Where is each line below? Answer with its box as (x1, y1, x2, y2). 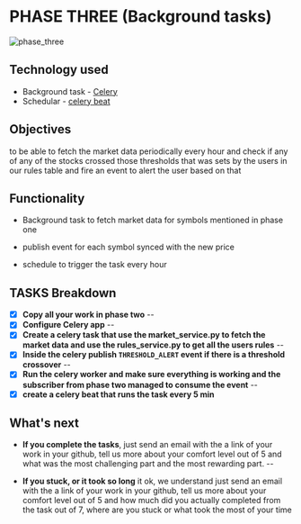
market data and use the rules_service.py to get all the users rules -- (22, 339, 285, 350)
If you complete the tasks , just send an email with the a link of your (22, 439, 273, 450)
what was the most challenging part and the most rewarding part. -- (22, 458, 274, 469)
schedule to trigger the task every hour (22, 259, 168, 270)
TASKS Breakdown (9, 285, 117, 301)
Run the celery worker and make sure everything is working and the (22, 369, 281, 380)
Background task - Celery (22, 86, 119, 96)
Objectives (9, 122, 72, 137)
